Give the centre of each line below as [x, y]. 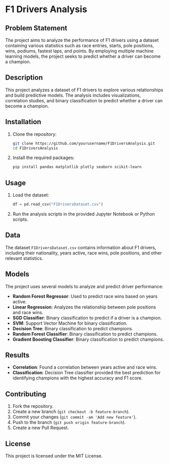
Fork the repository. [33, 406]
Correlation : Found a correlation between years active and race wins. [85, 367]
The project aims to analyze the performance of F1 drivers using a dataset [82, 40]
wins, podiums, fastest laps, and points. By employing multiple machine [79, 51]
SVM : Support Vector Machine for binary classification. [70, 323]
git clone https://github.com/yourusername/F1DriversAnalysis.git [84, 143]
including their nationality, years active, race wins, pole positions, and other [84, 253]
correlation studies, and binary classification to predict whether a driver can [84, 100]
